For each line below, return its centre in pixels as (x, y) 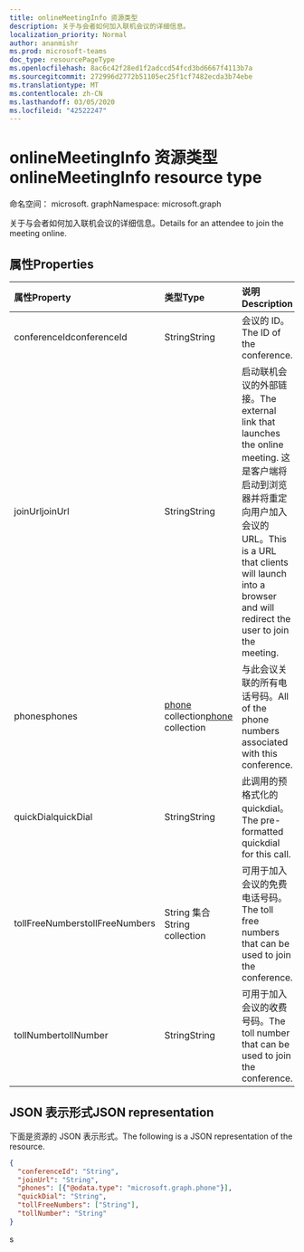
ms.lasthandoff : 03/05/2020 (62, 102)
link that (258, 422)
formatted (262, 831)
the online (262, 444)
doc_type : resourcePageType (62, 60)
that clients (265, 562)
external (259, 411)
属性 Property (43, 297)
